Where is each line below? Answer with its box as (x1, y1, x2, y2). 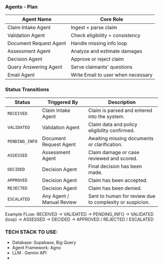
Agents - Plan (5, 3, 38, 10)
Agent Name (21, 16, 52, 23)
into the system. (88, 113, 125, 120)
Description (108, 99, 136, 106)
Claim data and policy (88, 121, 137, 127)
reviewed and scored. (88, 155, 138, 161)
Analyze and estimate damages (70, 48, 143, 54)
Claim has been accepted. (88, 176, 148, 183)
